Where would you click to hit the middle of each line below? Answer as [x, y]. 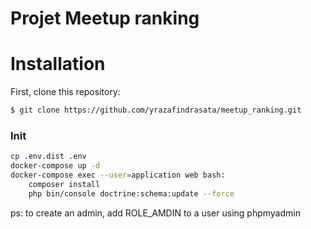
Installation [58, 64]
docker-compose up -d [55, 166]
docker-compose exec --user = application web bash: [118, 175]
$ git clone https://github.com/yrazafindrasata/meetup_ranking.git [156, 110]
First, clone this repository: [65, 92]
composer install [64, 184]
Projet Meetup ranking [105, 18]
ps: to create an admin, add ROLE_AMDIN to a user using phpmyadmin [155, 213]
